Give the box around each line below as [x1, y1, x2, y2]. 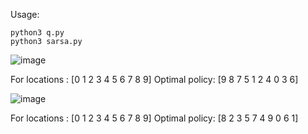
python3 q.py [10, 28, 65, 38]
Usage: [10, 9, 40, 20]
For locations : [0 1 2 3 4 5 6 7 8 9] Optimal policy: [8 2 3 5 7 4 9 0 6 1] [10, 112, 299, 124]
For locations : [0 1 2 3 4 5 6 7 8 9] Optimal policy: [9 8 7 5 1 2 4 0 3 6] [10, 74, 299, 85]
